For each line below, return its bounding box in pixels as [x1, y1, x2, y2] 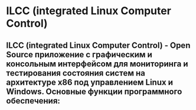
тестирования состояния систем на [6, 68, 146, 78]
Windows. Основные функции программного [6, 86, 182, 96]
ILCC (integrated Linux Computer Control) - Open [6, 40, 191, 50]
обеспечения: [6, 96, 61, 106]
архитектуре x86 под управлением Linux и [6, 77, 173, 87]
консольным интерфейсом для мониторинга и [6, 59, 188, 69]
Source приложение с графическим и [6, 49, 152, 60]
